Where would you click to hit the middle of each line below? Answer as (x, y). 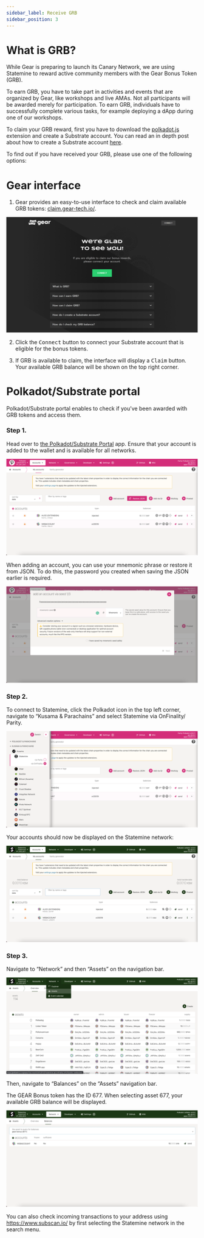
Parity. (14, 723)
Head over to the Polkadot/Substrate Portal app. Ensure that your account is (101, 444)
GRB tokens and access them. (44, 415)
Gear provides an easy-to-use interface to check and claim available (101, 202)
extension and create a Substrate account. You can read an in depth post (98, 136)
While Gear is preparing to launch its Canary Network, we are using (90, 67)
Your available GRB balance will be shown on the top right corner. (97, 367)
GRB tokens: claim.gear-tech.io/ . (56, 209)
